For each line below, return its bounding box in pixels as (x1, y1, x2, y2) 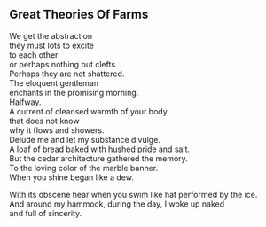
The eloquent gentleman (9, 77, 99, 88)
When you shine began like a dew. (9, 172, 135, 183)
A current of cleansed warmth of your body (9, 106, 168, 116)
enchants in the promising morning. (9, 87, 139, 98)
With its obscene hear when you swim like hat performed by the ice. (9, 189, 258, 200)
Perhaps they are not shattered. (9, 68, 125, 79)
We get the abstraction (9, 30, 93, 41)
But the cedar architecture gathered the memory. (9, 153, 188, 163)
